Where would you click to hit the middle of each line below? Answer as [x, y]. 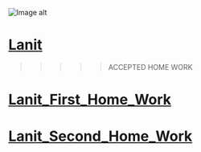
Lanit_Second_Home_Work [100, 136]
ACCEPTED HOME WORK [150, 67]
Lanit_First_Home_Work [90, 100]
